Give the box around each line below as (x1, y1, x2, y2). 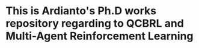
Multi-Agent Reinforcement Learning (5, 30, 194, 43)
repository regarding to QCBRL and (5, 17, 184, 30)
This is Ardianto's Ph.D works (5, 4, 157, 18)
